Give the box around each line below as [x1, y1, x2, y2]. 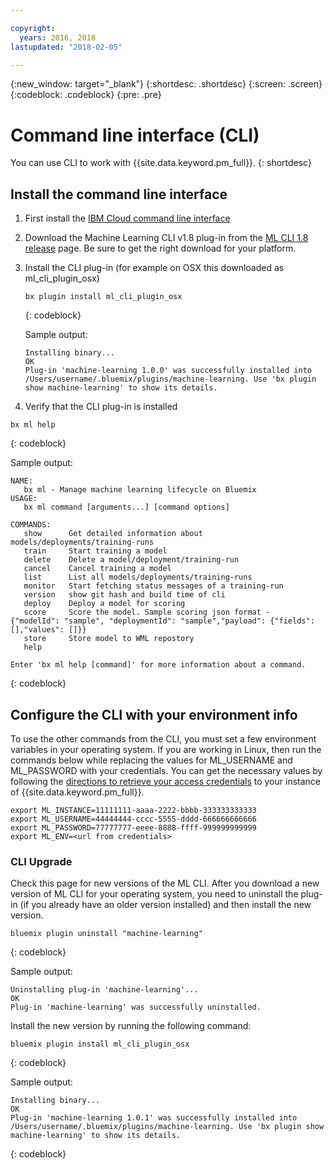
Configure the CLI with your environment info [10, 706, 298, 723]
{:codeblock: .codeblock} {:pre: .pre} [10, 89, 162, 101]
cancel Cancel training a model [23, 564, 172, 574]
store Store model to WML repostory [23, 634, 195, 644]
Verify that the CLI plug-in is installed [24, 401, 178, 413]
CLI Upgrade [10, 854, 73, 868]
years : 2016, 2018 [19, 32, 97, 43]
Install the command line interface [10, 186, 228, 203]
